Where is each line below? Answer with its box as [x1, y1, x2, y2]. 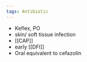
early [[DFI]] [14, 43, 45, 50]
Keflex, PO [14, 25, 41, 32]
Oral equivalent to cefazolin [14, 49, 82, 56]
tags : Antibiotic [6, 8, 49, 15]
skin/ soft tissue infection [14, 30, 76, 38]
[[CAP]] [14, 37, 34, 44]
